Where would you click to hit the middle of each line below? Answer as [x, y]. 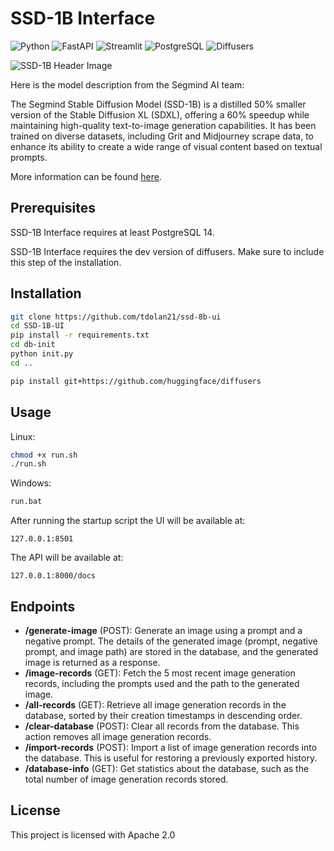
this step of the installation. [66, 262]
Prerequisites [53, 208]
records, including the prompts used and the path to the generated [162, 683]
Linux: [23, 436]
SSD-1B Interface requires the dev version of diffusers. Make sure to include [167, 251]
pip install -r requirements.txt [80, 335]
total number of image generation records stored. [126, 779]
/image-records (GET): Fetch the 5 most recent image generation [160, 673]
